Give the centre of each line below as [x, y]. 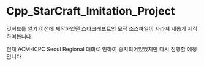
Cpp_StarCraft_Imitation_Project [91, 11]
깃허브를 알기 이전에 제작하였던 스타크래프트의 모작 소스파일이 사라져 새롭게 [96, 28]
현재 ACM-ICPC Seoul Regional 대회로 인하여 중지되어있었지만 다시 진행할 [96, 49]
